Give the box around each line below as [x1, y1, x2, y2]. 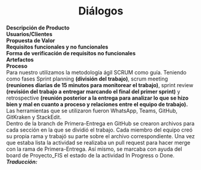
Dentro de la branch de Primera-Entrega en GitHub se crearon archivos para [6, 120, 195, 127]
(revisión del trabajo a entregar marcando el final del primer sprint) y [6, 88, 181, 95]
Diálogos [78, 4, 124, 18]
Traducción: [6, 158, 38, 165]
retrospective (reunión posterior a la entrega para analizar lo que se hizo [6, 94, 189, 102]
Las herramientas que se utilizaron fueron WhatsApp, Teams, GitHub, [6, 107, 178, 114]
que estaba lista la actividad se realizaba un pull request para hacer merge [6, 139, 191, 146]
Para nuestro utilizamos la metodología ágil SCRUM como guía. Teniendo [6, 68, 187, 76]
